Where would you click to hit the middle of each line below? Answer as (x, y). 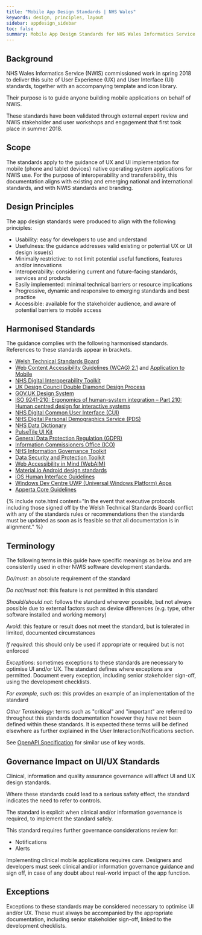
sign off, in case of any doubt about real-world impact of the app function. (98, 873)
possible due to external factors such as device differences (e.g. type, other (100, 608)
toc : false (20, 29)
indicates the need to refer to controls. (54, 800)
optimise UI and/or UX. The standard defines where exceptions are (90, 669)
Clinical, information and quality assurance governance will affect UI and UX (101, 776)
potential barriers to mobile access (58, 310)
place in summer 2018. (34, 128)
